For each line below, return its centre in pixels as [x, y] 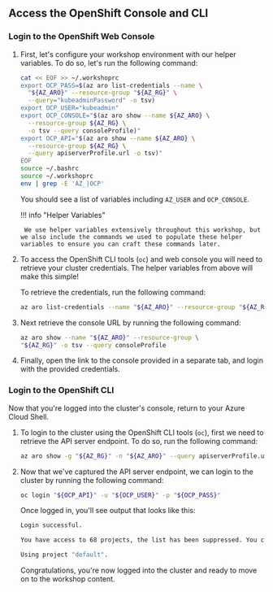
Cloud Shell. [29, 416]
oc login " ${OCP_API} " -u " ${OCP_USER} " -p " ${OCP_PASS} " [120, 495]
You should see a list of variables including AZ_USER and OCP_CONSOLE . [135, 199]
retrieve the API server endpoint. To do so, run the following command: [139, 441]
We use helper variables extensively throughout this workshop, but [143, 230]
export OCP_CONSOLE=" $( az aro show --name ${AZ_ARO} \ [115, 116]
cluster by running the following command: [92, 480]
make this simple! [50, 276]
